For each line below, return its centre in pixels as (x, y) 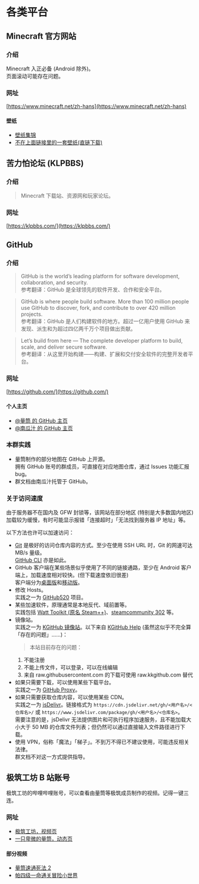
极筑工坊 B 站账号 (38, 778)
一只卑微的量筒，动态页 (43, 839)
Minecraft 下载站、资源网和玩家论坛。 (67, 196)
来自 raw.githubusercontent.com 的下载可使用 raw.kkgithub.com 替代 (108, 675)
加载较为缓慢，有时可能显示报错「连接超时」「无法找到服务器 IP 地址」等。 (97, 520)
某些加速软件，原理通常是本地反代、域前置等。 (72, 605)
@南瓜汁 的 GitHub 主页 (44, 428)
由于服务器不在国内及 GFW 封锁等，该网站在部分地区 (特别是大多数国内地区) (100, 513)
